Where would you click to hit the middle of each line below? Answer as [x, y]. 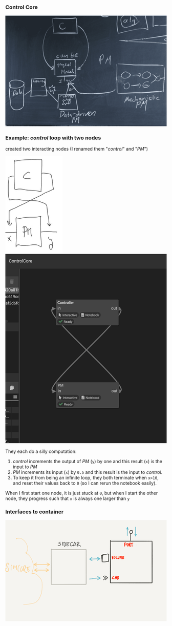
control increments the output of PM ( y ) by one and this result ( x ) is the [88, 461]
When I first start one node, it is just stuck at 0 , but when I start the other [82, 493]
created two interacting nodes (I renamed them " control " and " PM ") [77, 149]
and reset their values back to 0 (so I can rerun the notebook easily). [85, 483]
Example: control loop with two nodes [53, 138]
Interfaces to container [35, 512]
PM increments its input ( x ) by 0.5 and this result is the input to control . [88, 472]
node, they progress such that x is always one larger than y [68, 498]
